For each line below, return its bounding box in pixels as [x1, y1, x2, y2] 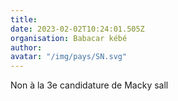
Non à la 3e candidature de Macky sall [10, 79, 169, 91]
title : [10, 14, 38, 25]
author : [10, 42, 43, 53]
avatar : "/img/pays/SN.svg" [10, 52, 128, 62]
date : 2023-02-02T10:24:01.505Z [10, 24, 145, 34]
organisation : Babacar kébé [10, 33, 128, 43]
